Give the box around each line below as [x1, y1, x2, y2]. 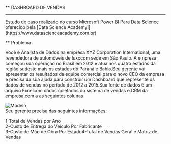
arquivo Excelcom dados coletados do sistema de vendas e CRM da [5, 88, 148, 93]
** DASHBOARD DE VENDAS [5, 5, 66, 10]
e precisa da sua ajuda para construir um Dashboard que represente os [5, 76, 155, 82]
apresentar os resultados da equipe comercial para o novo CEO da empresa [5, 71, 164, 77]
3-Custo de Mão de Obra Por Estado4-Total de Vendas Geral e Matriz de [5, 129, 158, 134]
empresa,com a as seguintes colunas [5, 93, 83, 99]
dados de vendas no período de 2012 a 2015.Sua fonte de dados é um [5, 82, 152, 88]
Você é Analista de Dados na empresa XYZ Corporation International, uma [5, 49, 161, 55]
